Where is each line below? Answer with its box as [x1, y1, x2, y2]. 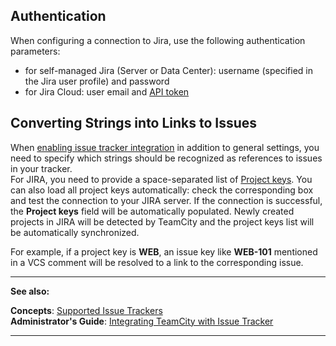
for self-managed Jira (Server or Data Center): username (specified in [24, 64, 313, 76]
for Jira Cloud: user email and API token [24, 85, 190, 98]
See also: [10, 285, 50, 297]
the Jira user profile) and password [24, 75, 170, 87]
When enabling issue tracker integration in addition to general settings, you [10, 141, 320, 153]
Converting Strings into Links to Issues [10, 115, 258, 132]
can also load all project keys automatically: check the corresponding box [10, 184, 314, 196]
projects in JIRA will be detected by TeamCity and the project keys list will [10, 215, 315, 228]
